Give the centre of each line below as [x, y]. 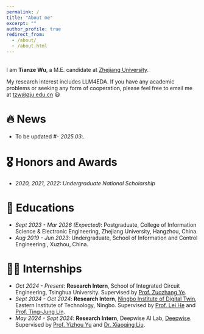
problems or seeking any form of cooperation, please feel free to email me [100, 88]
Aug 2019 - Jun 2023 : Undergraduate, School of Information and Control [106, 238]
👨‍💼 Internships [44, 268]
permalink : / [23, 12]
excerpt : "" [21, 23]
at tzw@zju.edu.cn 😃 [33, 94]
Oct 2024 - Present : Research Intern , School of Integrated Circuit [97, 286]
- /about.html [30, 46]
